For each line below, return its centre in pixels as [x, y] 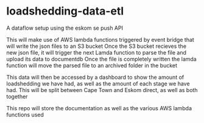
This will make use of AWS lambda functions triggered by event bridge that [100, 39]
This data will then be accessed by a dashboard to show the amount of [95, 77]
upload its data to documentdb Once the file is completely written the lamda [101, 59]
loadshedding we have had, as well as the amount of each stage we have [98, 84]
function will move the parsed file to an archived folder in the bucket [92, 65]
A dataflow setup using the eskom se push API [65, 28]
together [17, 96]
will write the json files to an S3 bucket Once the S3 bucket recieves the [97, 46]
